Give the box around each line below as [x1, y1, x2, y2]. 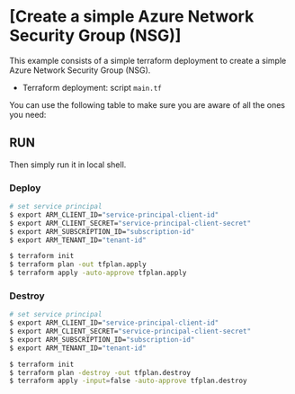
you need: [9, 109, 47, 120]
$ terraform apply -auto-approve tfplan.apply [9, 268, 187, 278]
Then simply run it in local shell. [9, 159, 127, 170]
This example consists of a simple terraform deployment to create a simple [9, 55, 287, 66]
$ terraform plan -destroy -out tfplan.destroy [9, 368, 192, 377]
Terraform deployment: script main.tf [22, 82, 162, 93]
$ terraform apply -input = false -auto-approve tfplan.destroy [9, 376, 247, 386]
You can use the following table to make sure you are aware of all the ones [9, 99, 286, 110]
